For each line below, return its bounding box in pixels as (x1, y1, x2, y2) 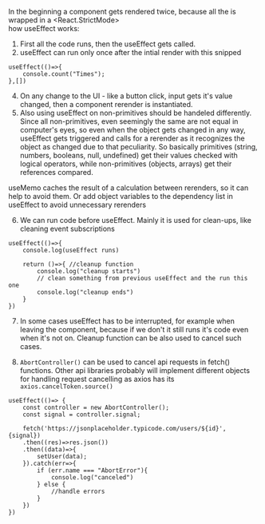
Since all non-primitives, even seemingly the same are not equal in (19, 117, 239, 126)
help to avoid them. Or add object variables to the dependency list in (8, 192, 233, 200)
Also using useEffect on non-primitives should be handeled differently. (19, 108, 252, 117)
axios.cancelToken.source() (19, 383, 113, 391)
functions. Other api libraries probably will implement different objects (19, 366, 250, 375)
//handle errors (50, 487, 105, 495)
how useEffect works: (8, 24, 80, 33)
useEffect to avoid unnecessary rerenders (8, 200, 146, 209)
